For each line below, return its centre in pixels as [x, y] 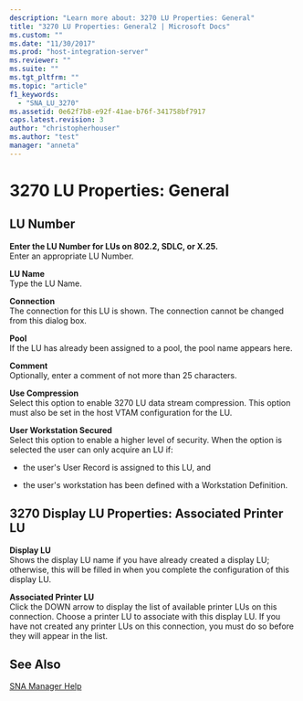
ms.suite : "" [34, 69]
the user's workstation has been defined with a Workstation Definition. [155, 484]
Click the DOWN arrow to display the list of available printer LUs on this [143, 606]
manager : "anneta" [44, 145]
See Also [35, 664]
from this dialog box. [48, 320]
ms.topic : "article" [49, 86]
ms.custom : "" [37, 35]
